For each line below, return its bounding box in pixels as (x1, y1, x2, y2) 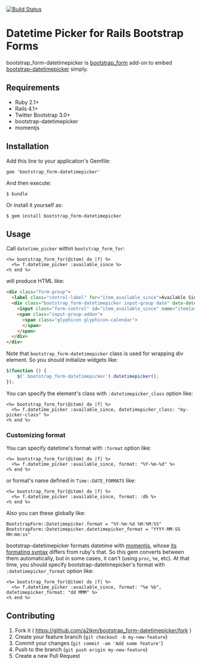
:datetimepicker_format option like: (6, 568, 94, 575)
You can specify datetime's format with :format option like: (6, 444, 151, 452)
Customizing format (6, 431, 66, 439)
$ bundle (6, 191, 28, 197)
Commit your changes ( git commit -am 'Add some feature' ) (14, 639, 163, 646)
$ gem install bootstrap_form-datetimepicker (6, 213, 121, 219)
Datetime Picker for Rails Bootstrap (6, 27, 184, 40)
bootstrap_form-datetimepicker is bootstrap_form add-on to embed (6, 59, 172, 66)
